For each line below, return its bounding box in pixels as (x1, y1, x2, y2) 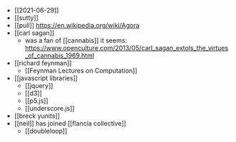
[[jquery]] (24, 82, 53, 89)
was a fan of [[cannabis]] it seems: (24, 36, 127, 45)
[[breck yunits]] (14, 111, 61, 120)
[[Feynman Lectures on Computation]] (24, 67, 138, 75)
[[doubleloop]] (24, 127, 68, 135)
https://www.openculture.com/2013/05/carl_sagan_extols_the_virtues (24, 44, 229, 52)
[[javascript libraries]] (14, 74, 78, 82)
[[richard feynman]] (14, 59, 72, 67)
